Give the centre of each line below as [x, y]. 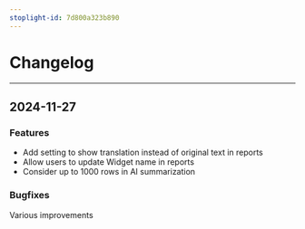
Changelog [52, 62]
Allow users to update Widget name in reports [108, 162]
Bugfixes [30, 196]
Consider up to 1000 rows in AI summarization [109, 172]
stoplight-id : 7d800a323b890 [64, 18]
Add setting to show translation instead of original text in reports [143, 153]
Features [30, 132]
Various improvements [51, 215]
